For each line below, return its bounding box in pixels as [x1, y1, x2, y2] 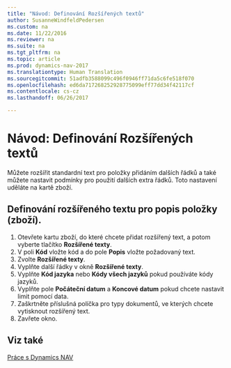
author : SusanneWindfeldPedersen [7, 17, 104, 24]
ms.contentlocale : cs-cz [7, 88, 79, 95]
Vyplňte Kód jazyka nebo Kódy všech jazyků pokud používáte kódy [17, 270, 214, 278]
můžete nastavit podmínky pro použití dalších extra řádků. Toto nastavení [7, 176, 217, 184]
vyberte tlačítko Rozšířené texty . [17, 240, 113, 248]
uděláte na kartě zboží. [7, 183, 73, 192]
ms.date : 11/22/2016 [7, 29, 67, 37]
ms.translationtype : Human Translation [7, 68, 123, 75]
